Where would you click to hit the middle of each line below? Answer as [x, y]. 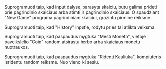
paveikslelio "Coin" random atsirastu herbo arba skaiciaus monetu [72, 42]
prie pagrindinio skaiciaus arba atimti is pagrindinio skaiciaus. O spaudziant [82, 12]
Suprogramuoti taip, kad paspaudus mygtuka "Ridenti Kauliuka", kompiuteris [83, 57]
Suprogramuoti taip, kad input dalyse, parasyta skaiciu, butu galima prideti [81, 7]
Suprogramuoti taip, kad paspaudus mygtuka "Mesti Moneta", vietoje [75, 37]
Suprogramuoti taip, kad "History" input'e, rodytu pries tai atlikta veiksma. [80, 27]
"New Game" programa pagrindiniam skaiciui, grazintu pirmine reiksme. [78, 17]
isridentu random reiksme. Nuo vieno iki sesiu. [52, 62]
